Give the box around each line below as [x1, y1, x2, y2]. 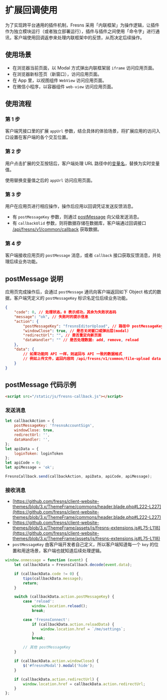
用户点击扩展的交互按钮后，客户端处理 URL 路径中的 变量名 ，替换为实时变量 [5, 160, 160, 166]
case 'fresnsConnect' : [23, 617, 70, 622]
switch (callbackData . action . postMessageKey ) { [14, 594, 114, 600]
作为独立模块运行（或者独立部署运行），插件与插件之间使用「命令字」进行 [5, 28, 156, 34]
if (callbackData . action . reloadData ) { [31, 622, 114, 627]
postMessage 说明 [5, 274, 64, 283]
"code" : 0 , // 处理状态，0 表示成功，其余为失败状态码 [14, 310, 117, 315]
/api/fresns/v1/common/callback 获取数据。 [12, 226, 102, 232]
